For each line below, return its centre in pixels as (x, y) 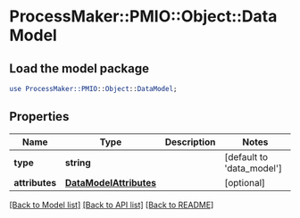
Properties (39, 117)
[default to (246, 156)
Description (190, 142)
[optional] (245, 182)
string (78, 163)
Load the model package (79, 68)
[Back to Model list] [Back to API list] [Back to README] (112, 205)
